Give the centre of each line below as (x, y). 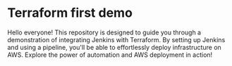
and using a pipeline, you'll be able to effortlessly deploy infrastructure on (115, 47)
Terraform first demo (70, 13)
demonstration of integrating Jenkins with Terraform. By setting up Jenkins (116, 39)
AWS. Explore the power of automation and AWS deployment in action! (110, 55)
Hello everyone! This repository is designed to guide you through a (104, 32)
